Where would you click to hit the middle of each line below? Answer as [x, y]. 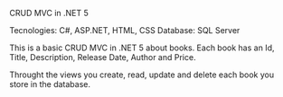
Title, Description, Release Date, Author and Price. [103, 57]
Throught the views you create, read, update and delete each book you [141, 75]
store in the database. [50, 84]
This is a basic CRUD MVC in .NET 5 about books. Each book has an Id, [142, 48]
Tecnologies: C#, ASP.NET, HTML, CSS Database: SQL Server [125, 30]
